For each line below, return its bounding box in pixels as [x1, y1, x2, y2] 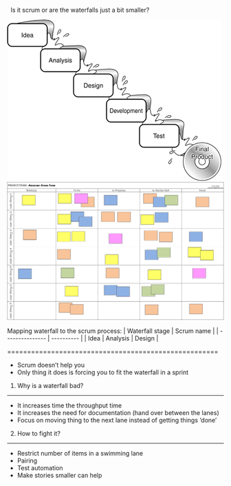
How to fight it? [16, 429, 60, 438]
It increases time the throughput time [16, 401, 122, 409]
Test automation [16, 464, 63, 472]
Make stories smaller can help [16, 472, 102, 480]
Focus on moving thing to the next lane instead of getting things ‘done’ [16, 416, 217, 425]
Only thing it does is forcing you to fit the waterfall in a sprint [16, 368, 189, 376]
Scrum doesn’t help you [16, 361, 85, 369]
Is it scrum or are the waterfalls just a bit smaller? [10, 6, 150, 14]
